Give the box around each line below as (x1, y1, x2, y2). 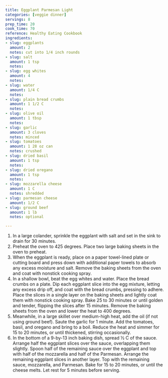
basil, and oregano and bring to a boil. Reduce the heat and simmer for (12, 324, 160, 330)
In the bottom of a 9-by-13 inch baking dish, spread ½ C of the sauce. (12, 335, 157, 341)
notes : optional (10, 215, 44, 220)
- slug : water (5, 82, 35, 88)
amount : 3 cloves (10, 130, 46, 135)
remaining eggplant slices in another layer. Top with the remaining (12, 356, 150, 362)
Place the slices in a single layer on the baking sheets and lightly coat (12, 292, 157, 298)
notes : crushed (10, 149, 42, 154)
